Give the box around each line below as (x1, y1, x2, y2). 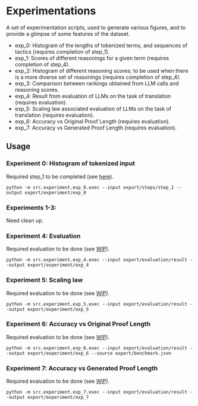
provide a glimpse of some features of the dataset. (6, 30, 130, 37)
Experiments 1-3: (6, 203, 57, 212)
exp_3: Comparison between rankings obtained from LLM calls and (14, 79, 180, 87)
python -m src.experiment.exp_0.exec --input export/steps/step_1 (6, 184, 174, 190)
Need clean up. (6, 216, 44, 224)
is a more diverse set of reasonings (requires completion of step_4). (14, 73, 181, 80)
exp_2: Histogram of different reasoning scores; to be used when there (14, 67, 188, 74)
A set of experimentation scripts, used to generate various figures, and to (6, 24, 186, 31)
